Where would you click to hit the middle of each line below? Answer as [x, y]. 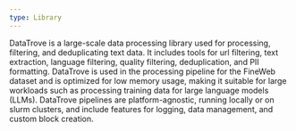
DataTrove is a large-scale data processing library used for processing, [140, 43]
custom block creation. [51, 119]
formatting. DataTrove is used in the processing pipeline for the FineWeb [142, 71]
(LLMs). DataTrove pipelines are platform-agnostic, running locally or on [142, 100]
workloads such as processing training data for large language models [139, 90]
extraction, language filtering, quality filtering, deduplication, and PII [134, 61]
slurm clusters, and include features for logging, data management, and [141, 109]
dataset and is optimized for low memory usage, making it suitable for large [148, 80]
